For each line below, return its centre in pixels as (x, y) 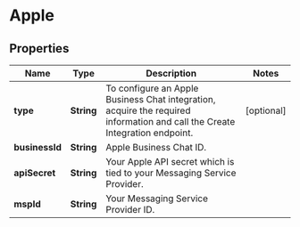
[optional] (266, 110)
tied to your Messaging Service (171, 173)
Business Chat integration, (161, 99)
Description (171, 73)
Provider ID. (130, 210)
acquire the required (148, 110)
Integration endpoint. (150, 133)
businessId (38, 147)
